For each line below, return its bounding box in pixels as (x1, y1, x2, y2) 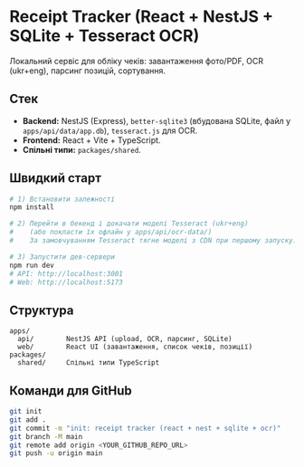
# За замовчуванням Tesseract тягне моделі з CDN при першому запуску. (9, 236, 298, 245)
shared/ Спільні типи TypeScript (17, 358, 160, 367)
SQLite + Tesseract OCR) (9, 25, 200, 46)
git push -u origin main (9, 449, 103, 458)
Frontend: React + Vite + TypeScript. (22, 134, 161, 146)
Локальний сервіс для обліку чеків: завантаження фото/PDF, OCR (9, 55, 264, 66)
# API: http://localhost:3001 (9, 269, 124, 278)
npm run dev (9, 261, 54, 270)
